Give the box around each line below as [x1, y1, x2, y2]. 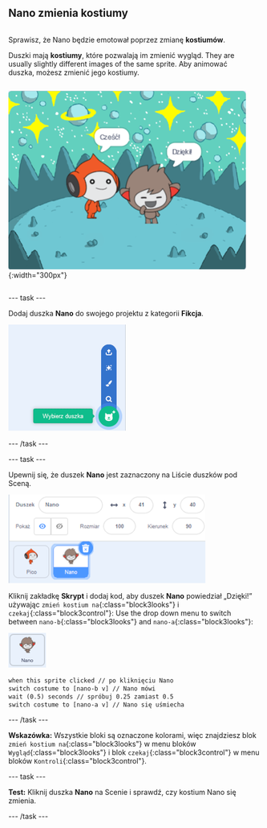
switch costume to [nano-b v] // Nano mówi [8, 684, 156, 693]
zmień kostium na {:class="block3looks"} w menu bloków [8, 739, 196, 748]
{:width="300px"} [8, 270, 67, 280]
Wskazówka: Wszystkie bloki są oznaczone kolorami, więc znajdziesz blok [8, 730, 257, 739]
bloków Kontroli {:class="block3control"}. [8, 756, 147, 765]
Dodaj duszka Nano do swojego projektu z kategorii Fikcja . [8, 308, 204, 318]
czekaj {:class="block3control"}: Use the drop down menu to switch [8, 608, 232, 618]
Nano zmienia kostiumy [8, 6, 128, 20]
